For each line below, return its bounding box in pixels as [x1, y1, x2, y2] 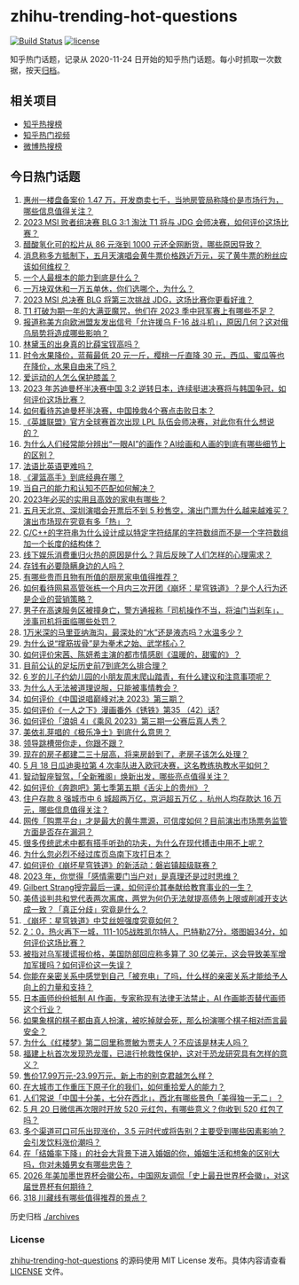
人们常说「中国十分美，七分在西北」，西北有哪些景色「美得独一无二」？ [22, 1093, 284, 1103]
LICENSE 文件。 [10, 1265, 69, 1276]
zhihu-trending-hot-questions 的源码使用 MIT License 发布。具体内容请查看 [10, 1255, 287, 1265]
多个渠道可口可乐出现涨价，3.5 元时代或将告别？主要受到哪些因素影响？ [22, 1125, 287, 1136]
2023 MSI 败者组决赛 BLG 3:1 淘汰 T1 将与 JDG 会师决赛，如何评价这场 [22, 216, 281, 227]
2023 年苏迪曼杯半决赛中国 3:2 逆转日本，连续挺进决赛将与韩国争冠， [22, 383, 279, 394]
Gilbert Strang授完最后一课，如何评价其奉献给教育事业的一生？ [22, 881, 254, 892]
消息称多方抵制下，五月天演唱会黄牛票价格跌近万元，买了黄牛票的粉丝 [22, 250, 280, 261]
